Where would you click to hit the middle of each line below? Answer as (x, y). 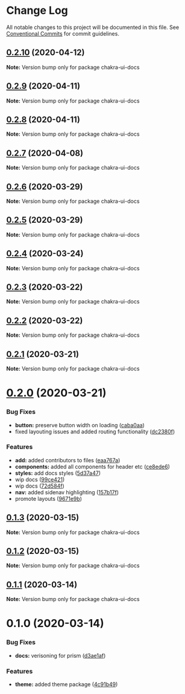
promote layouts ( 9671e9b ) (49, 498)
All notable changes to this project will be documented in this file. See (93, 27)
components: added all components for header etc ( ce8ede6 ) (92, 466)
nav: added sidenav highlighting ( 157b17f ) (67, 492)
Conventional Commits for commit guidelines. (63, 33)
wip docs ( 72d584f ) (39, 486)
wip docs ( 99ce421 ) (40, 479)
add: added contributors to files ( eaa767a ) (67, 460)
